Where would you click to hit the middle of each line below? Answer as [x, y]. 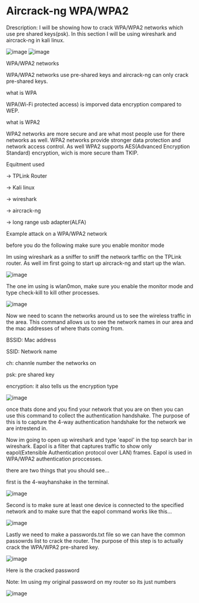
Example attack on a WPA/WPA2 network [57, 233]
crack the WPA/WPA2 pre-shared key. [53, 547]
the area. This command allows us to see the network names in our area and [100, 322]
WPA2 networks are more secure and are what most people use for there [96, 134]
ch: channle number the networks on [51, 363]
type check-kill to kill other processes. [53, 292]
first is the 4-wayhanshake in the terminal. [58, 482]
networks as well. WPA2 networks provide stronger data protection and [94, 140]
